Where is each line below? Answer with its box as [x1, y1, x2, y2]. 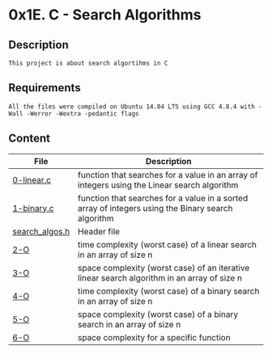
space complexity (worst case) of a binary [78, 309, 239, 320]
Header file [78, 225, 120, 237]
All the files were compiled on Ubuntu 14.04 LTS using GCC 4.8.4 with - [8, 103, 263, 111]
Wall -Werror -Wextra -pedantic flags [8, 109, 139, 118]
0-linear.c [12, 174, 51, 185]
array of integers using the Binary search [78, 202, 233, 213]
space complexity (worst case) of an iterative [78, 262, 250, 273]
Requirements [8, 81, 81, 95]
